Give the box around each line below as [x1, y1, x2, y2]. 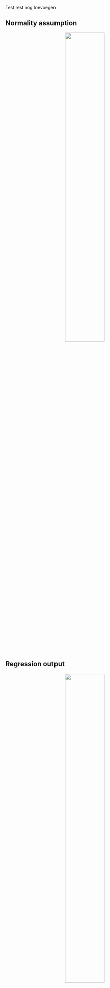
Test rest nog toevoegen [5, 5, 57, 10]
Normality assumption [5, 19, 77, 27]
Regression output [5, 660, 65, 668]
